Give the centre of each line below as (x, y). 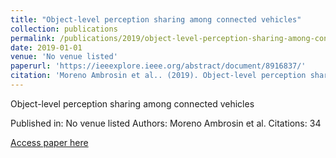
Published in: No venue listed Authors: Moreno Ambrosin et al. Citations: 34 (166, 123)
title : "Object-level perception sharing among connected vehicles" (156, 19)
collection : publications (64, 29)
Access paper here (49, 142)
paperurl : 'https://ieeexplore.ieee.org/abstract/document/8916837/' (158, 66)
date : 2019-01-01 (46, 47)
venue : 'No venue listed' (64, 57)
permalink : (33, 38)
